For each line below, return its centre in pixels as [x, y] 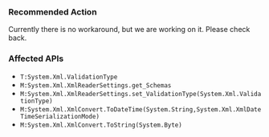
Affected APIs [36, 58]
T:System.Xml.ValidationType [69, 77]
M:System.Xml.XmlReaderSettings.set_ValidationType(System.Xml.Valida [141, 94]
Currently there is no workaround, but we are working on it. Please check [129, 30]
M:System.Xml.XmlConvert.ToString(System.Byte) [101, 125]
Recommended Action [53, 12]
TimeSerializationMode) [60, 116]
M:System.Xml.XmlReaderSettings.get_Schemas [96, 85]
